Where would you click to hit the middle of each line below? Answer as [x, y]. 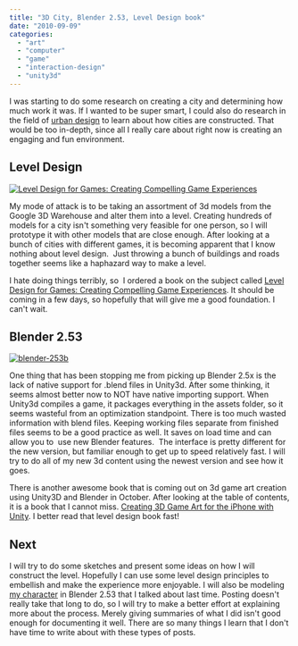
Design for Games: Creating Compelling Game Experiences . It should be [142, 289]
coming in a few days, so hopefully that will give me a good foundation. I [142, 299]
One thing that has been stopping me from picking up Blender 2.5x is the [143, 375]
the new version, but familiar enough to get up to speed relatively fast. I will [147, 451]
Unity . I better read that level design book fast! [95, 516]
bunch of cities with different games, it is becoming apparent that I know [142, 244]
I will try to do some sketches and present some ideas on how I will [132, 566]
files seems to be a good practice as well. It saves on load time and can [141, 432]
